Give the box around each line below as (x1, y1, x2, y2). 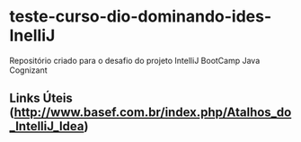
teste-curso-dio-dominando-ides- (9, 6, 272, 27)
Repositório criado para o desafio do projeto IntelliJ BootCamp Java (9, 55, 261, 66)
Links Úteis (9, 91, 74, 106)
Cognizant (9, 65, 48, 75)
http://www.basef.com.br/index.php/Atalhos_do (13, 105, 292, 120)
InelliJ (9, 25, 56, 46)
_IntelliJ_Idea (9, 119, 84, 134)
